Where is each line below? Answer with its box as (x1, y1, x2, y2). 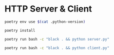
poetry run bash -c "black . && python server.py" (4, 37, 110, 41)
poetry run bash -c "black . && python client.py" (4, 45, 110, 50)
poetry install (4, 28, 36, 33)
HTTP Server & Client (4, 3, 92, 14)
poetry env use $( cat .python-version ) (4, 19, 86, 24)
